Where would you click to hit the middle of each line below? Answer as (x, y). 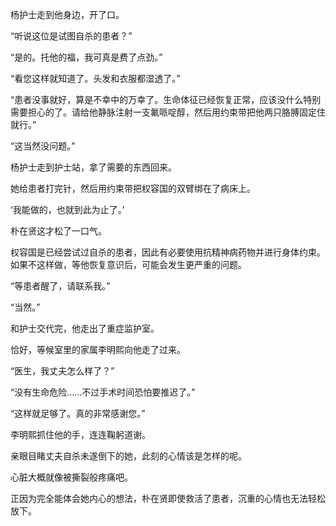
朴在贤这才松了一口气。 (58, 231)
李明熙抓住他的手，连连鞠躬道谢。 (80, 434)
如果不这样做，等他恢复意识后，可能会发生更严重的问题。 (128, 264)
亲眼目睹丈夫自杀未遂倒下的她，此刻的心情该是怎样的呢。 (128, 456)
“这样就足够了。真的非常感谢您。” (78, 413)
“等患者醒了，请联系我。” (60, 286)
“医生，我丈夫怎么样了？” (62, 371)
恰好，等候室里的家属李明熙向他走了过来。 (98, 349)
